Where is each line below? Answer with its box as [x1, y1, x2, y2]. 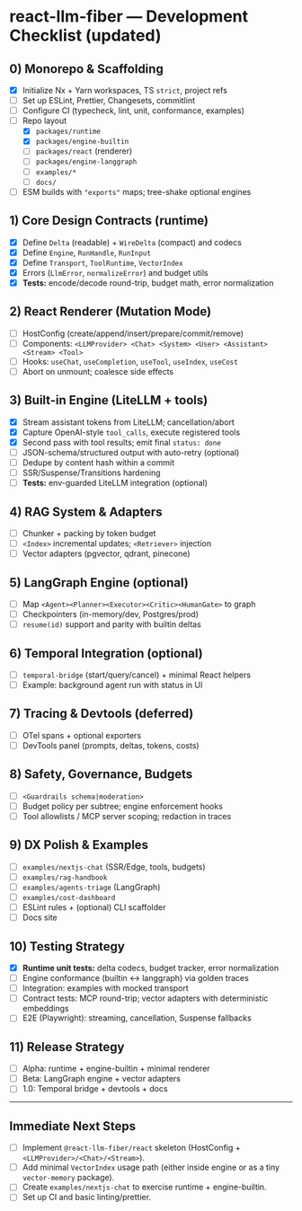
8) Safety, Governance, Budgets [9, 766, 193, 782]
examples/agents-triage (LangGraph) [22, 881, 161, 892]
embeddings [22, 1003, 69, 1014]
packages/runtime [35, 128, 102, 137]
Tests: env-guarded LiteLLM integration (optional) [22, 478, 209, 489]
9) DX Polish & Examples [9, 837, 149, 853]
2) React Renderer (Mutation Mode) [9, 304, 212, 320]
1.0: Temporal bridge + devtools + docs [22, 1083, 168, 1094]
